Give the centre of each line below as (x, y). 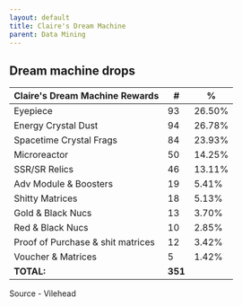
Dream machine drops (73, 70)
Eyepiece (34, 111)
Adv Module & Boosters (64, 184)
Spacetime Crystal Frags (66, 140)
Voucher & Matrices (55, 257)
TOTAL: (30, 272)
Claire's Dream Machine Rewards (86, 96)
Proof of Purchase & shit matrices (84, 242)
